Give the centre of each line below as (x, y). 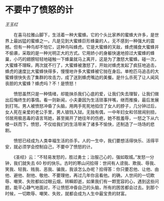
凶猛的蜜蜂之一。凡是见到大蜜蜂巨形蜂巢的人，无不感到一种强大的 (84, 41)
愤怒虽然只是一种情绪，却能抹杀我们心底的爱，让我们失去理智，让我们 (84, 93)
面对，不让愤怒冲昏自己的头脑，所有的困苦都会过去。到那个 (99, 187)
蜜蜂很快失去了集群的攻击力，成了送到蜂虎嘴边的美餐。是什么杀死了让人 (78, 77)
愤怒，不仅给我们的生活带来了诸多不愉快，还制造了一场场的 (90, 124)
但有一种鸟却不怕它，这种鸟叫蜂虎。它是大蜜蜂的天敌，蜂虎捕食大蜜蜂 (84, 47)
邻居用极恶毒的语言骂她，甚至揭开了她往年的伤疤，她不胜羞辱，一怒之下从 (80, 118)
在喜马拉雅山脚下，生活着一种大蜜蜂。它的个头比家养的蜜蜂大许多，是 (84, 35)
